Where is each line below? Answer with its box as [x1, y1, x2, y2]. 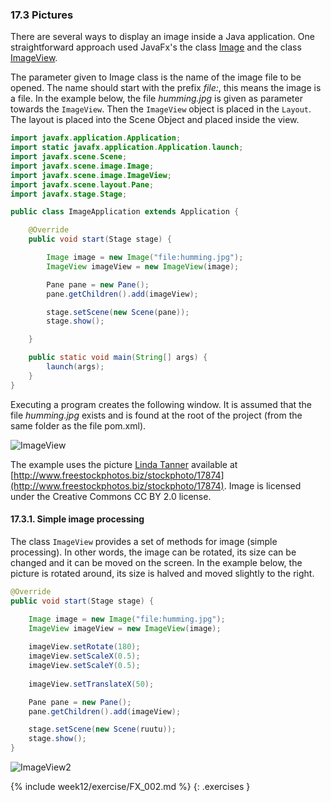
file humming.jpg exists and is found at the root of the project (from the [10, 409, 303, 421]
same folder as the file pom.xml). [10, 419, 147, 432]
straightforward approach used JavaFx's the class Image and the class [10, 41, 302, 53]
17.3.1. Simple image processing [10, 513, 145, 525]
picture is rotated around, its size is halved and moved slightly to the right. [10, 567, 315, 579]
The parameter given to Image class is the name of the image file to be [10, 71, 302, 83]
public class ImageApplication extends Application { [10, 207, 240, 217]
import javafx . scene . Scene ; [10, 152, 128, 162]
